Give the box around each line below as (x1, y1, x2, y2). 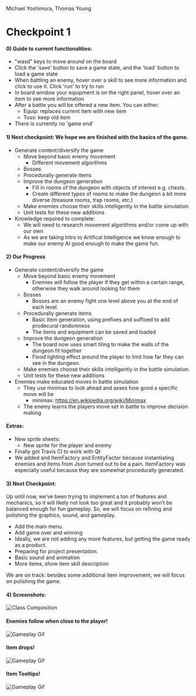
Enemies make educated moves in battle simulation (14, 378, 139, 385)
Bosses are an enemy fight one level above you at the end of (32, 297, 178, 304)
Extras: (6, 422, 25, 429)
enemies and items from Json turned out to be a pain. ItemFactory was (14, 460, 185, 467)
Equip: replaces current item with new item (23, 108, 127, 115)
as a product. (14, 542, 47, 549)
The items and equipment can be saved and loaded (32, 328, 156, 335)
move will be (23, 390, 54, 397)
